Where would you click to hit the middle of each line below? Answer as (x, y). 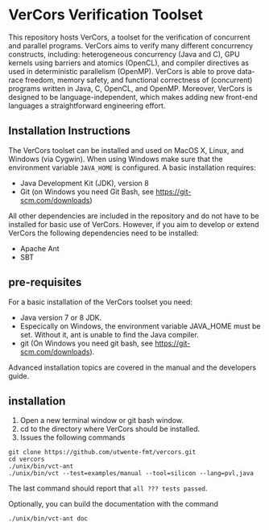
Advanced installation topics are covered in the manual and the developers (132, 367)
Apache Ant (39, 248)
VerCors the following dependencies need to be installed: (103, 233)
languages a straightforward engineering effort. (87, 106)
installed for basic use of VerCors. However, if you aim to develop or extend (134, 224)
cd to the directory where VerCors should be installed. (110, 429)
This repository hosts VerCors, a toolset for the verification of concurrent (130, 37)
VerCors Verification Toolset (106, 15)
